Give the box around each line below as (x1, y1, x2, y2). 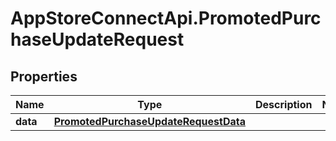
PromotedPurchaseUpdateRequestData (53, 115, 247, 128)
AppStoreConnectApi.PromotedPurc (10, 7, 322, 30)
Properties (10, 68, 78, 85)
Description (255, 98, 313, 111)
